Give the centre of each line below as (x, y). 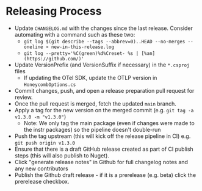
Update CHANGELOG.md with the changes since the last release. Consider (103, 28)
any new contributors (41, 168)
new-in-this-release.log (82, 47)
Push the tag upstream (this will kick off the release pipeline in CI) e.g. (103, 136)
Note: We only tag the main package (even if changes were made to (109, 123)
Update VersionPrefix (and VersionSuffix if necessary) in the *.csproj (102, 65)
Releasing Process (54, 11)
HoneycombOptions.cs (50, 85)
